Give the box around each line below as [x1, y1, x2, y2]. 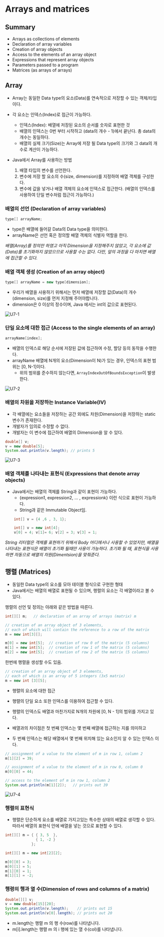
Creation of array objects [12, 47, 62, 52]
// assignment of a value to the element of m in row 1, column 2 [5, 751, 143, 756]
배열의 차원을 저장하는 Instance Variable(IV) [5, 399, 106, 406]
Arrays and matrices [5, 3, 90, 15]
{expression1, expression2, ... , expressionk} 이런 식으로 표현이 [19, 494, 143, 500]
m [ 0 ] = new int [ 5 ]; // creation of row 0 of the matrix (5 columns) [5, 641, 150, 645]
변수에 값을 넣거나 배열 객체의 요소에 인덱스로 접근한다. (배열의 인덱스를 [19, 185, 155, 192]
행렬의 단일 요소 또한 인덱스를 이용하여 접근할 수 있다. [12, 698, 114, 704]
